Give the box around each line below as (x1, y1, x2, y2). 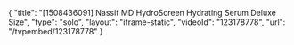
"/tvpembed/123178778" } (8, 26, 103, 36)
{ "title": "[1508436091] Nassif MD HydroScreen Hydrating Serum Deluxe (8, 8, 277, 18)
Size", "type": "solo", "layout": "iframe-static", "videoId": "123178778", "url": (8, 17, 286, 27)
